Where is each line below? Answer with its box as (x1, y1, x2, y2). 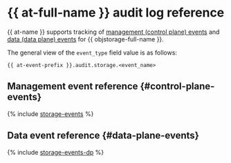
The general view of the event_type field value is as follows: (7, 48, 178, 57)
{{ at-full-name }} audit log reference (7, 5, 225, 21)
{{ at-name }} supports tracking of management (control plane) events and (7, 28, 220, 36)
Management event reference (7, 81, 138, 93)
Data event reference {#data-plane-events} (7, 130, 199, 142)
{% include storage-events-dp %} (7, 148, 104, 156)
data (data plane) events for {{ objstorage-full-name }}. (7, 35, 164, 43)
